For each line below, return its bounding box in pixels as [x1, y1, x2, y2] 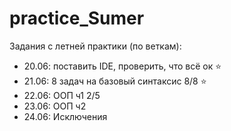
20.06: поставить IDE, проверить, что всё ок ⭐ [23, 60, 222, 72]
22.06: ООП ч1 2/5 [23, 89, 101, 101]
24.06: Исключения [23, 110, 108, 122]
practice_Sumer [9, 7, 145, 30]
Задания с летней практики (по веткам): [9, 40, 182, 52]
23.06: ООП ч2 [23, 100, 87, 112]
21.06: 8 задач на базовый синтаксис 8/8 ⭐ [23, 75, 207, 87]
